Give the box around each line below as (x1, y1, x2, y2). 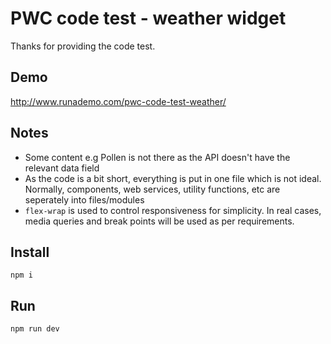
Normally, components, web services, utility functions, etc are (24, 183, 281, 195)
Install (10, 243, 50, 261)
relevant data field (24, 162, 100, 174)
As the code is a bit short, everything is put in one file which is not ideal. (24, 172, 322, 184)
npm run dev (10, 324, 60, 334)
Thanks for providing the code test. (10, 40, 156, 52)
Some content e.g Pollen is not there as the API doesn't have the (24, 151, 291, 163)
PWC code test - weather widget (10, 7, 287, 30)
